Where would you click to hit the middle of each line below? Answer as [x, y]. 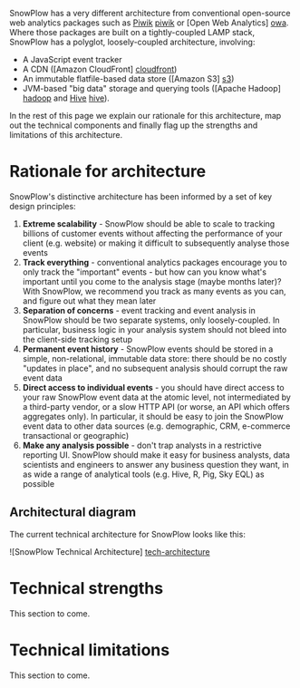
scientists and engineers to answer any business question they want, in [156, 464]
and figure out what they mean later [89, 300]
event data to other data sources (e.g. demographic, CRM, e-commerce [156, 426]
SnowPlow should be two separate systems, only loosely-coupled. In [151, 320]
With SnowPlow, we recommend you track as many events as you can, [154, 291]
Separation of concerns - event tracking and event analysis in [139, 310]
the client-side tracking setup [77, 339]
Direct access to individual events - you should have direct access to [153, 387]
